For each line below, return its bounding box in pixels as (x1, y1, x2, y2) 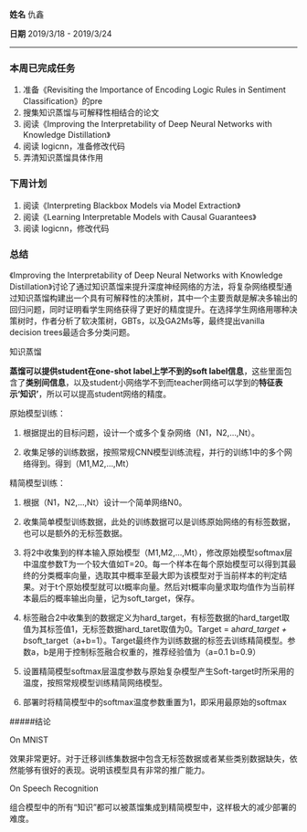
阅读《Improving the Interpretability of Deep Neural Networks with (22, 119, 272, 130)
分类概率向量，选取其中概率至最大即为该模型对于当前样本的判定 (38, 570, 280, 581)
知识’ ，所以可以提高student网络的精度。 (19, 388, 172, 399)
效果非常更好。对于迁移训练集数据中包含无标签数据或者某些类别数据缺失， (9, 753, 290, 764)
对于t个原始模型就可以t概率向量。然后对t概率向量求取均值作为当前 (38, 581, 288, 592)
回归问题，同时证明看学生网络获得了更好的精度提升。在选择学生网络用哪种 (9, 303, 290, 314)
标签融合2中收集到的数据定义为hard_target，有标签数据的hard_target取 (22, 612, 291, 623)
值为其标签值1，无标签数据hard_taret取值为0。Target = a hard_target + (22, 623, 288, 634)
